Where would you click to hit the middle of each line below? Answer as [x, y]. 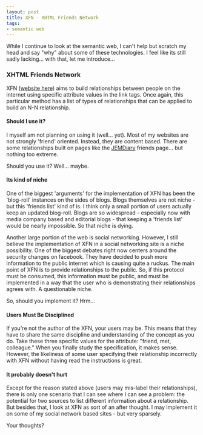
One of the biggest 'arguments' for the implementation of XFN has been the [101, 193]
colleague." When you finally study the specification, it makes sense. [92, 348]
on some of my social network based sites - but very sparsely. [84, 414]
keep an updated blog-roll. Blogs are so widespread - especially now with [98, 213]
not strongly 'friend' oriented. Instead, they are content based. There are [97, 141]
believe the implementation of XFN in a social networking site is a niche [95, 244]
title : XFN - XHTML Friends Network [52, 18]
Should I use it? [26, 122]
